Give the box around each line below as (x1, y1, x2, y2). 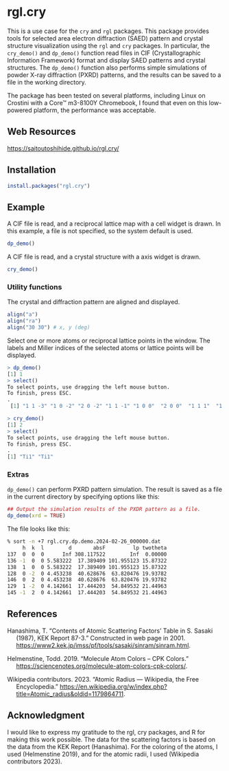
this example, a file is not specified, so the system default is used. (7, 227, 193, 235)
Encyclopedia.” (16, 682, 58, 691)
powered (7, 106, 32, 114)
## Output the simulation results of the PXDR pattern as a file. (7, 506, 201, 513)
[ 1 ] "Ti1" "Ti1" (7, 453, 53, 461)
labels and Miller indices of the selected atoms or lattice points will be (7, 343, 204, 351)
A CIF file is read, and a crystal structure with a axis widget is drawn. (7, 252, 201, 261)
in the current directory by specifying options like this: (7, 492, 160, 501)
